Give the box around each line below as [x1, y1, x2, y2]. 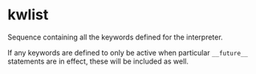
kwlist [7, 6, 49, 24]
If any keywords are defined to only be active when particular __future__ [7, 47, 248, 57]
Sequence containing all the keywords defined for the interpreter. [7, 32, 223, 42]
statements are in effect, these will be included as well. [7, 56, 189, 66]
